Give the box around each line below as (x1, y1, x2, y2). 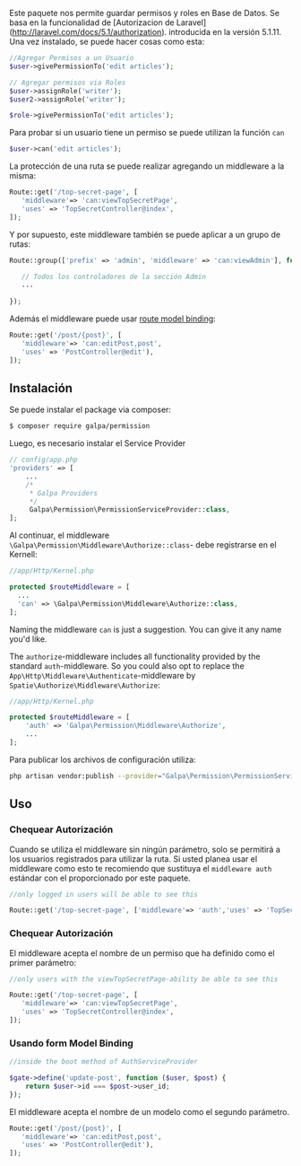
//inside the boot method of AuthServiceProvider (9, 1057, 199, 1066)
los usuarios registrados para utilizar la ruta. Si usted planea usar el (9, 853, 258, 864)
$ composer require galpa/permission (9, 422, 150, 431)
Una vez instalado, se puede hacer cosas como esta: (9, 36, 205, 47)
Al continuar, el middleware (9, 530, 110, 541)
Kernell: (9, 549, 38, 560)
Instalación (9, 381, 73, 396)
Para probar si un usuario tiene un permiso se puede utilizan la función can (9, 127, 285, 138)
